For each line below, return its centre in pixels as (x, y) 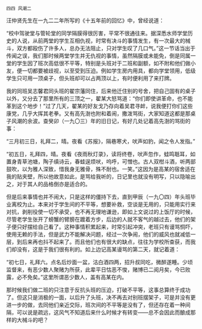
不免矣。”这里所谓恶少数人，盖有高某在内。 (75, 277)
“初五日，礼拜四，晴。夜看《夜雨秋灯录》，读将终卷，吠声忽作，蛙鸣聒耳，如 (101, 154)
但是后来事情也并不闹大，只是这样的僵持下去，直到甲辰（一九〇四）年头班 (98, 197)
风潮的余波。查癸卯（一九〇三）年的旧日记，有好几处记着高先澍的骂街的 (101, 121)
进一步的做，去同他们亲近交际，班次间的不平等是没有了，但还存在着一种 (96, 305)
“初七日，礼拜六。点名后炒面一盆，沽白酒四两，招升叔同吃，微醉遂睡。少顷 (100, 262)
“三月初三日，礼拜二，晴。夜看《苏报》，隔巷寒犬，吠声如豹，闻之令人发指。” (101, 141)
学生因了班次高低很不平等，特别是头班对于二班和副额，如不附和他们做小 (106, 63)
